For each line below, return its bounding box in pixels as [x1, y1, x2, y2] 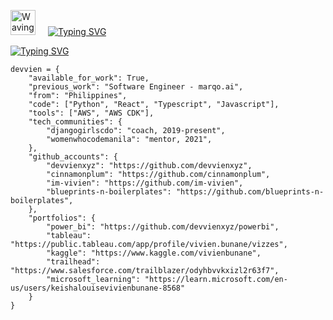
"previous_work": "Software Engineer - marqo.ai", [28, 82, 244, 92]
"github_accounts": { [28, 152, 118, 162]
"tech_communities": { [28, 117, 123, 127]
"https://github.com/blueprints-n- [175, 187, 325, 197]
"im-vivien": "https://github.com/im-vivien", [46, 178, 244, 188]
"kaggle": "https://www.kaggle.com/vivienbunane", [46, 248, 262, 258]
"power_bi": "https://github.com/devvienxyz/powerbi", [46, 222, 280, 232]
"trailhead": [46, 257, 101, 267]
